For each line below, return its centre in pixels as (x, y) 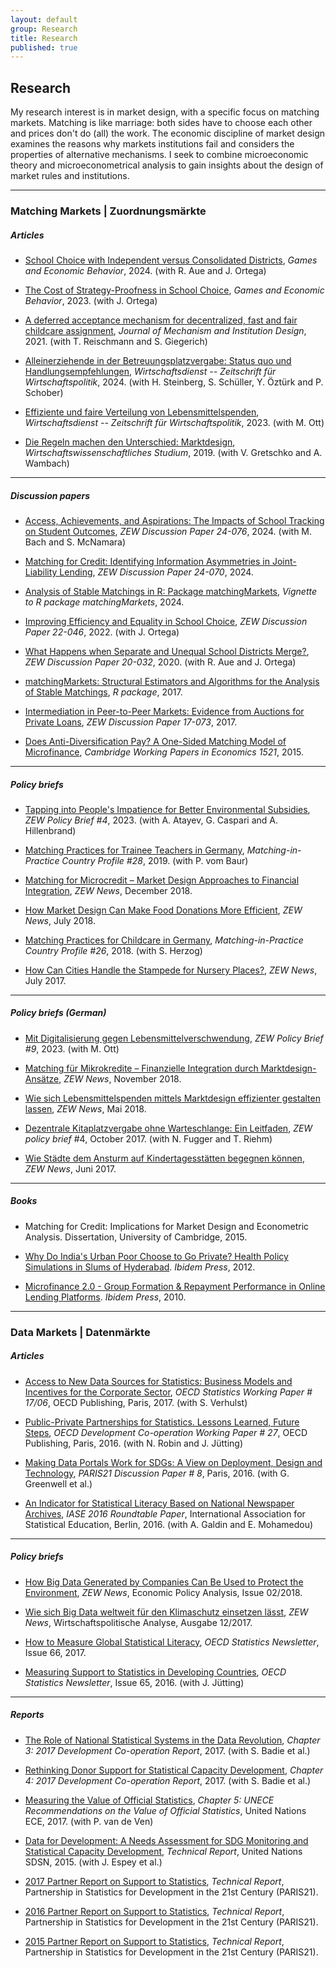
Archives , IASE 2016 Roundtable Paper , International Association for (165, 1513)
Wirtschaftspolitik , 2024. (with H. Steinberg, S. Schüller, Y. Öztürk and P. (174, 382)
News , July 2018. (60, 920)
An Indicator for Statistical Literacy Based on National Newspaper (159, 1503)
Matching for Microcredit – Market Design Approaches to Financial (162, 880)
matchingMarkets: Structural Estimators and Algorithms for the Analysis (172, 681)
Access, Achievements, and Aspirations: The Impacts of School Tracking (174, 520)
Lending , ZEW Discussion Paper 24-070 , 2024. (156, 572)
